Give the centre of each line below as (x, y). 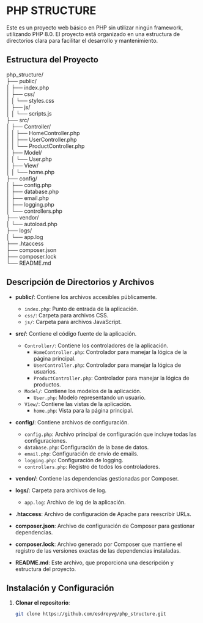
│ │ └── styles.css (31, 100)
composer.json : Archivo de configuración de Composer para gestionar (105, 526)
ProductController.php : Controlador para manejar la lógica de (111, 378)
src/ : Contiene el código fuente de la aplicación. (76, 333)
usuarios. (45, 371)
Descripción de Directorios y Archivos (80, 282)
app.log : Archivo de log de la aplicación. (75, 502)
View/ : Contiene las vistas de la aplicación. (78, 404)
